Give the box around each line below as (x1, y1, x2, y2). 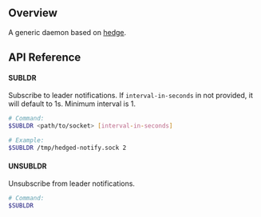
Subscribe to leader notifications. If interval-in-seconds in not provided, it (8, 91, 254, 101)
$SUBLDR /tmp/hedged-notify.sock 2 (8, 144, 127, 152)
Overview (8, 6, 58, 20)
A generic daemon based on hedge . (8, 27, 127, 37)
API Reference (8, 51, 81, 65)
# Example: (8, 136, 45, 144)
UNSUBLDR (8, 161, 47, 171)
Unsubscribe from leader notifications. (8, 179, 136, 188)
